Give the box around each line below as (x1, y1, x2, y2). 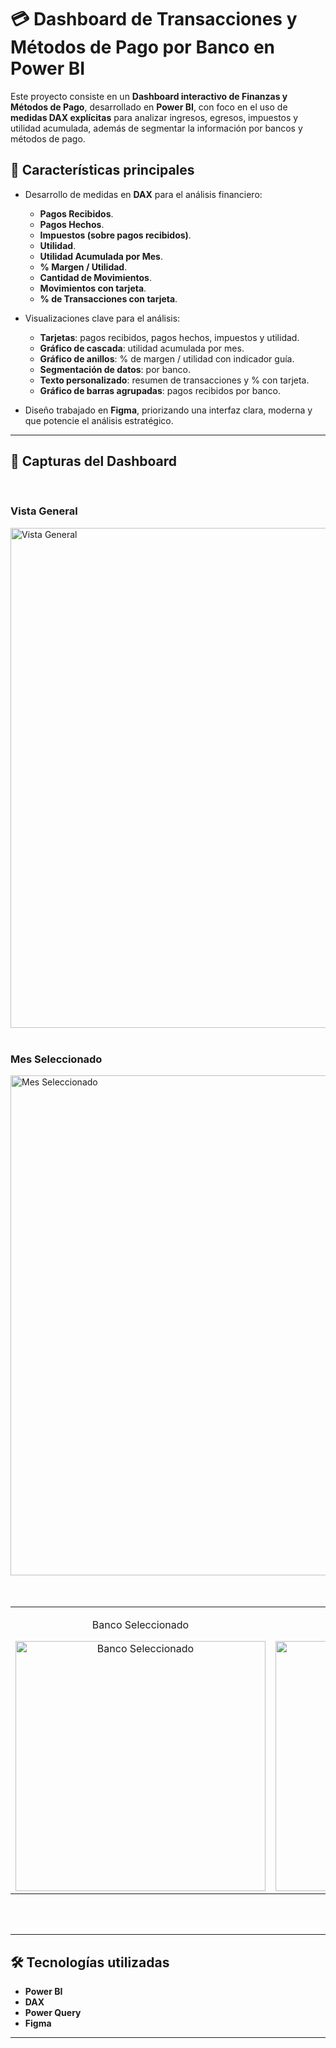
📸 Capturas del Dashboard (10, 453, 178, 470)
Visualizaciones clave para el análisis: (24, 312, 181, 324)
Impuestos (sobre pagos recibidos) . (39, 229, 192, 241)
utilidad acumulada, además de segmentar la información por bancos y (10, 122, 303, 134)
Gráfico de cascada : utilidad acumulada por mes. (39, 342, 245, 354)
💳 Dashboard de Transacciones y (10, 8, 298, 31)
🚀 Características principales (10, 162, 195, 179)
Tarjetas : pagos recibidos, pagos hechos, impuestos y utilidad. (39, 331, 300, 343)
